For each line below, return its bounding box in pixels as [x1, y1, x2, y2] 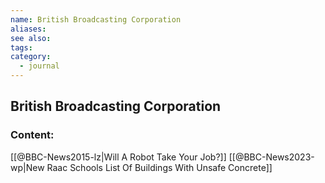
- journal [19, 61, 60, 71]
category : [10, 52, 52, 62]
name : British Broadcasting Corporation [10, 14, 182, 25]
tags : [10, 42, 33, 53]
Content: [10, 128, 55, 142]
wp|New [10, 161, 45, 173]
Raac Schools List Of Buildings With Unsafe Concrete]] [46, 161, 273, 173]
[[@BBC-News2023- [228, 151, 315, 163]
